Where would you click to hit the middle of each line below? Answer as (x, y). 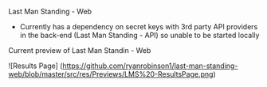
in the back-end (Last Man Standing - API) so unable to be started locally (139, 35)
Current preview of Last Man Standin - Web (80, 50)
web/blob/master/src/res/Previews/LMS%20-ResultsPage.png (111, 74)
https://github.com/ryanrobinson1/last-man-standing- (150, 66)
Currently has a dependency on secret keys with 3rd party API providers (139, 26)
